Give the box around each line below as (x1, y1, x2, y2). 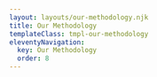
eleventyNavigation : (9, 37, 86, 47)
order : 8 (17, 54, 50, 63)
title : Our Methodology (9, 21, 98, 30)
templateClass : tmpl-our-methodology (9, 29, 149, 38)
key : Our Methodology (17, 46, 98, 55)
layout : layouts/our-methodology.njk (9, 12, 149, 22)
